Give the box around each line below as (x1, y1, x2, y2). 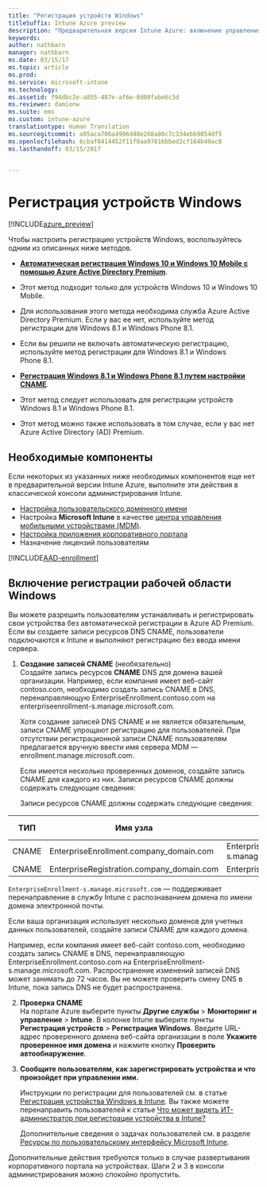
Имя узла (114, 822, 153, 833)
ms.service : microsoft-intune (8, 78, 109, 86)
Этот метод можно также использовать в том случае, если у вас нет (19, 419, 255, 428)
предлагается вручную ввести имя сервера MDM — (19, 742, 199, 752)
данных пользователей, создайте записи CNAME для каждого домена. (8, 924, 250, 934)
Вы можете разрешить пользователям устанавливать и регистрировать (8, 610, 254, 619)
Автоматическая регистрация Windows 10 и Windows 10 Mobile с (19, 259, 249, 268)
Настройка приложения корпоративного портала (19, 529, 188, 539)
